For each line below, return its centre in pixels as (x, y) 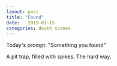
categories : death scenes (38, 28)
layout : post (22, 12)
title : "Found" (25, 17)
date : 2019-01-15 (31, 23)
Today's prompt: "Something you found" (56, 45)
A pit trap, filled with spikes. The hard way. (59, 56)
